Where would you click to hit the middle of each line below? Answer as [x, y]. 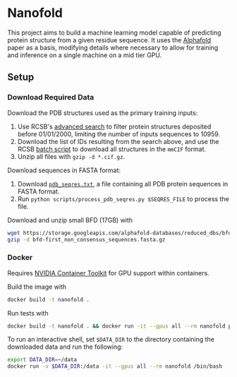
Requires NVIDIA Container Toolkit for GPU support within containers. [108, 273]
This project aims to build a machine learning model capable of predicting [114, 32]
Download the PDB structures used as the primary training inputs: [103, 113]
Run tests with [28, 313]
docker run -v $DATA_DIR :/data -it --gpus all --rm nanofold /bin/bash [115, 366]
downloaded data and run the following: [65, 347]
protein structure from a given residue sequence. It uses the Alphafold [109, 40]
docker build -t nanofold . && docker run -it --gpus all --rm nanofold [116, 326]
